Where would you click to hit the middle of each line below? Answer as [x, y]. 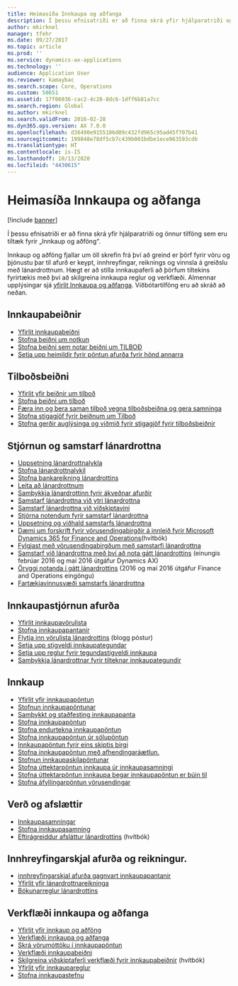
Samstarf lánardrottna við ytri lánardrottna [79, 500]
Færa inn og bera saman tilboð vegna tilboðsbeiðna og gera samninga [119, 408]
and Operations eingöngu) [56, 576]
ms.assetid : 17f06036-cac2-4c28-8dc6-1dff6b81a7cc [84, 100]
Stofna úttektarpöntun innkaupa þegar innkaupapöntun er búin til [112, 774]
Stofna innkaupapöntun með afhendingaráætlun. [88, 752]
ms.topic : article [34, 47]
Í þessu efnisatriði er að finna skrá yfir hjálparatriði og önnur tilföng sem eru [118, 234]
